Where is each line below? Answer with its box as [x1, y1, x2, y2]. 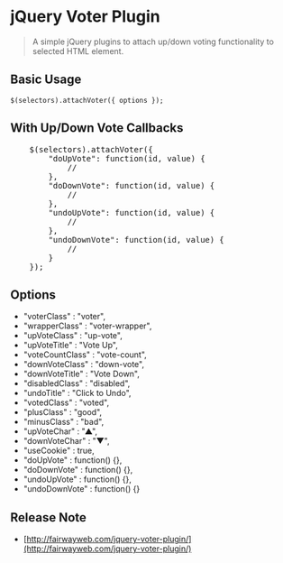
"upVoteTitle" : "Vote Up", [23, 340, 118, 351]
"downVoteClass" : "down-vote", [23, 359, 145, 370]
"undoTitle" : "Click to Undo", [23, 388, 132, 399]
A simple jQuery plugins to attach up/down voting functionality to [32, 36, 274, 47]
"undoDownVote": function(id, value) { [48, 235, 224, 245]
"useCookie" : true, [23, 445, 95, 457]
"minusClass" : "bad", [23, 417, 105, 428]
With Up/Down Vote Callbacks [10, 120, 184, 136]
